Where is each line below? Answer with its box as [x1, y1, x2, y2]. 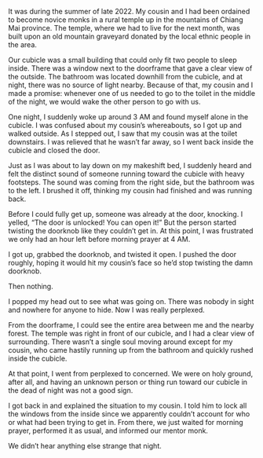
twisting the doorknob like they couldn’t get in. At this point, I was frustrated [8, 226, 254, 235]
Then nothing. [8, 282, 53, 291]
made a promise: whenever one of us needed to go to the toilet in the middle [8, 89, 256, 97]
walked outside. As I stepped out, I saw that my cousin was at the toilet [8, 129, 238, 138]
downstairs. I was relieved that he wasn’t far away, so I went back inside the [8, 137, 254, 146]
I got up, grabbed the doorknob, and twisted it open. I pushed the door [8, 250, 237, 258]
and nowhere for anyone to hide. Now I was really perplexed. [8, 306, 206, 314]
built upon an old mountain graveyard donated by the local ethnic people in [8, 31, 251, 41]
